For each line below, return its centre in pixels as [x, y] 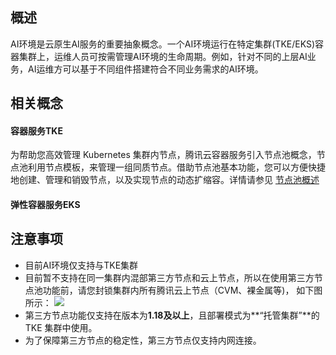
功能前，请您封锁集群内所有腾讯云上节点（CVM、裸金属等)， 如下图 [182, 290]
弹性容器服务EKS [45, 204]
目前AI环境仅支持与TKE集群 [81, 265]
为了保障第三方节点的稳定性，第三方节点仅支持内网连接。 [143, 340]
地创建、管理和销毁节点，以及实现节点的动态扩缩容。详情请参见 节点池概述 [165, 180]
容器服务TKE [36, 130]
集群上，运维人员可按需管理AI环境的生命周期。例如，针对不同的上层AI [163, 56]
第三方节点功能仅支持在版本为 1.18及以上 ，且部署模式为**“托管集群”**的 [172, 315]
